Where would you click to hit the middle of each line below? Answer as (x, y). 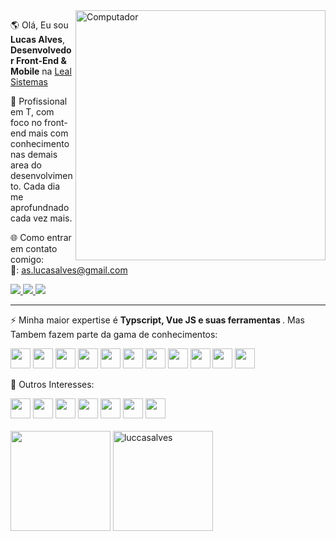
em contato (34, 248)
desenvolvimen (41, 175)
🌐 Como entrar (41, 237)
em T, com (32, 112)
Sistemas (29, 82)
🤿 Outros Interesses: (52, 384)
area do (26, 165)
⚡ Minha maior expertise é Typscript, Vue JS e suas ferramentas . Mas (157, 320)
